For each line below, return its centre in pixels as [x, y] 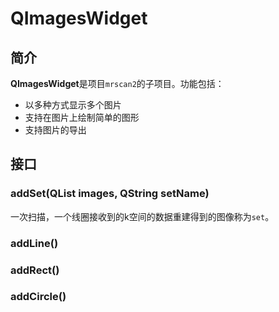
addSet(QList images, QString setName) [110, 194]
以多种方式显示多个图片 [73, 105]
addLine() [34, 243]
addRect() [35, 270]
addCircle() [38, 297]
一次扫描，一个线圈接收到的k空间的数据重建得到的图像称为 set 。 [142, 216]
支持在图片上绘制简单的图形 [82, 117]
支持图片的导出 [55, 130]
